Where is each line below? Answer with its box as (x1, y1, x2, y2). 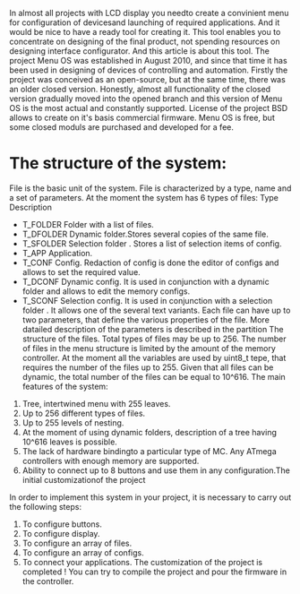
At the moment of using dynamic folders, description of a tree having (21, 426, 278, 437)
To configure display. (21, 528, 100, 538)
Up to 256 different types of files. (21, 408, 146, 418)
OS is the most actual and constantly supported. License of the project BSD (9, 103, 288, 113)
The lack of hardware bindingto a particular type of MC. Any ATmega (21, 445, 278, 456)
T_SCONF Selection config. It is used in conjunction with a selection (21, 295, 273, 306)
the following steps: (9, 501, 82, 512)
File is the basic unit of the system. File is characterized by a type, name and (9, 183, 292, 194)
